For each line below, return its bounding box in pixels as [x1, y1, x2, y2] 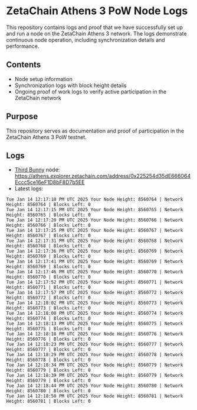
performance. [6, 43, 40, 50]
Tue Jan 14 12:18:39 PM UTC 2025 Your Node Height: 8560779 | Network [6, 373, 183, 379]
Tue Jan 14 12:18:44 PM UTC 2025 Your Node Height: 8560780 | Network [6, 383, 183, 389]
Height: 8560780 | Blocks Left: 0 [6, 388, 91, 394]
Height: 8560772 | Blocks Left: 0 [6, 295, 91, 301]
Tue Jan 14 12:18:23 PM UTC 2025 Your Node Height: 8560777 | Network [6, 341, 183, 347]
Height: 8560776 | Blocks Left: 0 [6, 336, 91, 343]
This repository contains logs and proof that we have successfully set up [6, 24, 183, 31]
